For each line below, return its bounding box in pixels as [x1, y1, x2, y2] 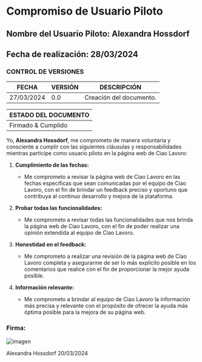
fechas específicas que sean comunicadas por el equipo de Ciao [24, 179, 187, 187]
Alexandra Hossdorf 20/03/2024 [6, 349, 89, 357]
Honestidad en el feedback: [15, 241, 87, 248]
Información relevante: [15, 284, 75, 291]
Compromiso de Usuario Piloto [6, 4, 163, 18]
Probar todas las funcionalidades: [15, 204, 103, 212]
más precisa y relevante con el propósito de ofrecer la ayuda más [24, 302, 188, 310]
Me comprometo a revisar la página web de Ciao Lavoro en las [24, 173, 181, 181]
